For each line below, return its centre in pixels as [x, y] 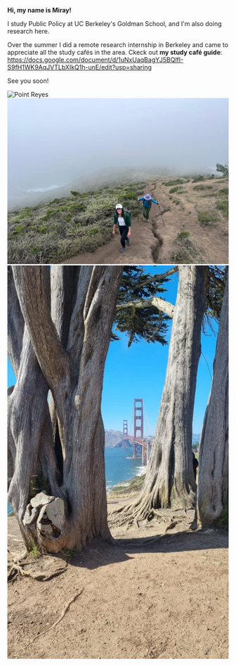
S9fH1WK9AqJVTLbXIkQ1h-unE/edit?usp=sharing [80, 67]
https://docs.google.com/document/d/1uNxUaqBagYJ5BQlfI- [96, 60]
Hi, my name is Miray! [39, 10]
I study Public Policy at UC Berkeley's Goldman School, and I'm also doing [114, 24]
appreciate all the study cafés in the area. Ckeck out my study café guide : [115, 52]
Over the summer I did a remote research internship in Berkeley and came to [118, 45]
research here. [28, 31]
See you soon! [28, 81]
